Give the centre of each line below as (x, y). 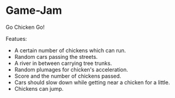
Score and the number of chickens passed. (68, 76)
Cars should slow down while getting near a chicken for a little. (92, 82)
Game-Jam (34, 11)
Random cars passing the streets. (56, 57)
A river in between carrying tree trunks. (63, 63)
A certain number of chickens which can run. (70, 50)
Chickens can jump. (39, 88)
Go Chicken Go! (25, 27)
